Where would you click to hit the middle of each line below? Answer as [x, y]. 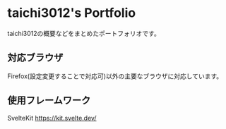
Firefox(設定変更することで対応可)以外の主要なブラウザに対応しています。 [115, 76]
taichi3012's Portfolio [72, 13]
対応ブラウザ [35, 58]
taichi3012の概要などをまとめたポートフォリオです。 [84, 33]
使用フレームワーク [49, 100]
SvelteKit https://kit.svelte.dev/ [52, 118]
